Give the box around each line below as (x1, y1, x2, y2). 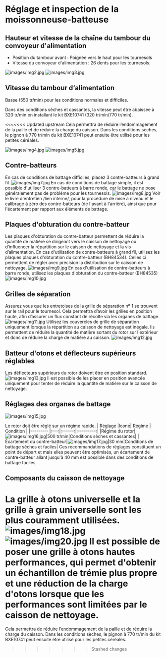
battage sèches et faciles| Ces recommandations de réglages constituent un (5, 443, 161, 449)
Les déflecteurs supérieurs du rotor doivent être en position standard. (5, 370, 148, 376)
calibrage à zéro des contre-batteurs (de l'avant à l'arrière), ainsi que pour (5, 201, 157, 207)
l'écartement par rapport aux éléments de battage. (5, 206, 109, 212)
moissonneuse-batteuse (5, 14, 109, 25)
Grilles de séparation (5, 290, 71, 298)
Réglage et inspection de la (5, 3, 119, 15)
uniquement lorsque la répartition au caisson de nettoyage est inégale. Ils (5, 324, 155, 330)
